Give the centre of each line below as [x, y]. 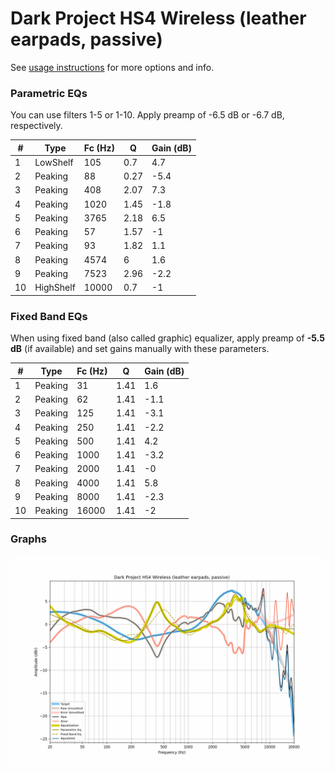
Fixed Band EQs [49, 316]
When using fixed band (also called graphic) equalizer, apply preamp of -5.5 [167, 338]
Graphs [28, 539]
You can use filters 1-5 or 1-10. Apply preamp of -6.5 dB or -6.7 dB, [147, 115]
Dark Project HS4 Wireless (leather [158, 18]
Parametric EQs [49, 93]
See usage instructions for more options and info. [112, 67]
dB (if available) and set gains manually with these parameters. [140, 349]
